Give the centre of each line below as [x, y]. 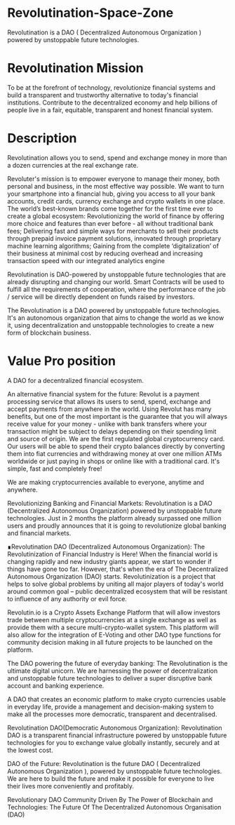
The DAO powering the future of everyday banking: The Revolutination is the [117, 663]
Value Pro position [62, 361]
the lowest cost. [31, 750]
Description [42, 139]
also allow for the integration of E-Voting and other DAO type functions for [114, 635]
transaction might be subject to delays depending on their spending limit [112, 431]
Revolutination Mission [75, 68]
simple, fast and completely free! [55, 469]
